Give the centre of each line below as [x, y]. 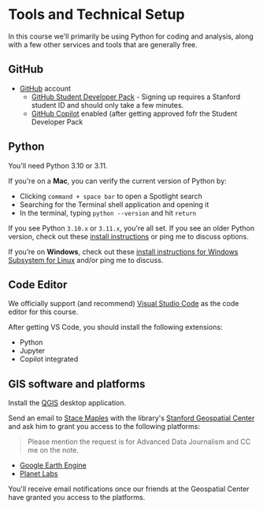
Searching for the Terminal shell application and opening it [114, 204]
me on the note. [53, 450]
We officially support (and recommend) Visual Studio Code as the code [124, 304]
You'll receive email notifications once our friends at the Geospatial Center [129, 489]
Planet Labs [39, 474]
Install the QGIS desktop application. [67, 403]
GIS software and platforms [77, 384]
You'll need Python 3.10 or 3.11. [58, 165]
